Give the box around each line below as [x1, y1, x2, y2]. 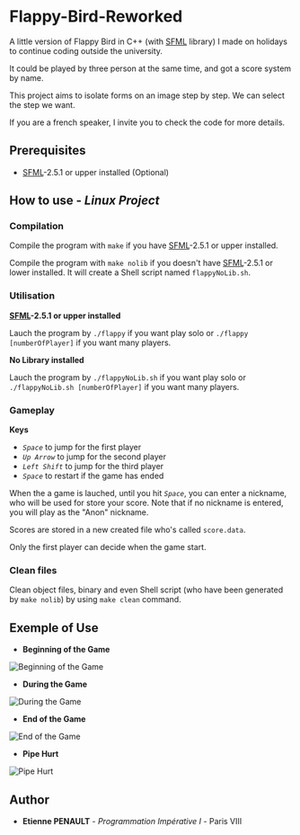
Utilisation [9, 289, 56, 302]
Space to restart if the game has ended [22, 470, 164, 482]
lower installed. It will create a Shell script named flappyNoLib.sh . [9, 267, 251, 278]
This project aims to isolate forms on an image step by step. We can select [9, 90, 286, 101]
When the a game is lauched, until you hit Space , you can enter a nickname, [9, 488, 287, 499]
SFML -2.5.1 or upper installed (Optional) [22, 166, 169, 177]
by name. [9, 72, 44, 83]
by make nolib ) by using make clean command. [9, 594, 181, 605]
